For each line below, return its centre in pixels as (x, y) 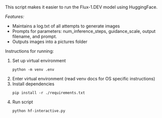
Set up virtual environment (39, 60)
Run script (23, 102)
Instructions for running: (29, 51)
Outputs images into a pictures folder (50, 42)
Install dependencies (33, 84)
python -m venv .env (33, 70)
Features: (15, 16)
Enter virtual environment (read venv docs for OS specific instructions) (84, 79)
